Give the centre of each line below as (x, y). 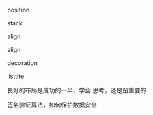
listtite (16, 76)
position (18, 10)
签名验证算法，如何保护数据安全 (52, 105)
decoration (22, 63)
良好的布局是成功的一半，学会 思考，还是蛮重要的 (77, 90)
